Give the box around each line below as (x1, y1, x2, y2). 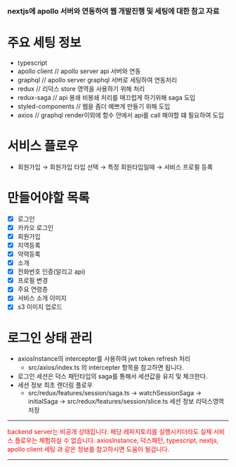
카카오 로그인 (17, 223, 54, 231)
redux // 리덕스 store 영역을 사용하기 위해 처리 (17, 84, 145, 93)
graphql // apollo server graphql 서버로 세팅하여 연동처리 (17, 75, 178, 84)
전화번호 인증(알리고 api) (17, 267, 86, 276)
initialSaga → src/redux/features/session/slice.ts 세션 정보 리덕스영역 (27, 397, 225, 406)
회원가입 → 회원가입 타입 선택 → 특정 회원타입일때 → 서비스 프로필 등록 (17, 162, 213, 171)
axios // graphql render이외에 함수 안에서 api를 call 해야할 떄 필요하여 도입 (17, 110, 225, 119)
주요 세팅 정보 (7, 35, 81, 51)
